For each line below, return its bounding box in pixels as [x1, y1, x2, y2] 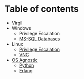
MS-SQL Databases [19, 36, 60, 42]
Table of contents [4, 3, 79, 15]
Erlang [19, 67, 33, 73]
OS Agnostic [11, 57, 38, 63]
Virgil [11, 20, 23, 26]
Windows [11, 25, 31, 31]
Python [19, 62, 34, 68]
